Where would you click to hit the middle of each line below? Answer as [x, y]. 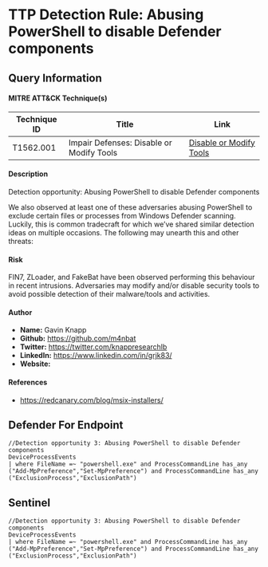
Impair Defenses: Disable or [121, 143]
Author [20, 312]
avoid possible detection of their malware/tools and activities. [109, 294]
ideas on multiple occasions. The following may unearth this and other [124, 232]
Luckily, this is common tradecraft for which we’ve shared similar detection [131, 224]
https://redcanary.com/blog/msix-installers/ [91, 400]
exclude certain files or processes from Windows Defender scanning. [122, 215]
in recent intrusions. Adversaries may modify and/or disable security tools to [134, 285]
